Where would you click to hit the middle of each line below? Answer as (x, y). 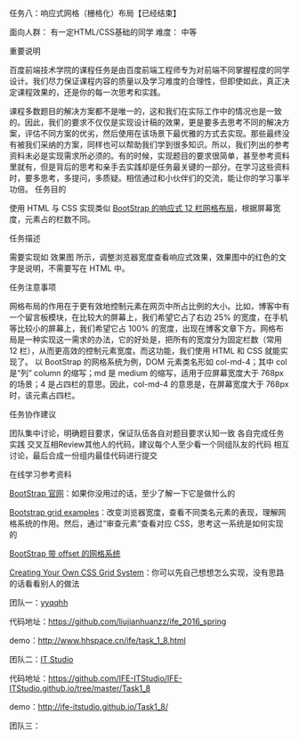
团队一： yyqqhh (39, 603)
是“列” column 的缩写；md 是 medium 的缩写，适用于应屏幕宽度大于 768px (147, 373)
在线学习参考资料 (40, 474)
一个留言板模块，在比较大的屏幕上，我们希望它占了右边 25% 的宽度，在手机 (149, 317)
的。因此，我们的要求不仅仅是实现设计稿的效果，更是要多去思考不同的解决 (145, 122)
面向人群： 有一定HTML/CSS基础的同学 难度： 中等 (103, 32)
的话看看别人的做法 (44, 583)
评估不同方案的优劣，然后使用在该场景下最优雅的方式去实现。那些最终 (153, 133)
